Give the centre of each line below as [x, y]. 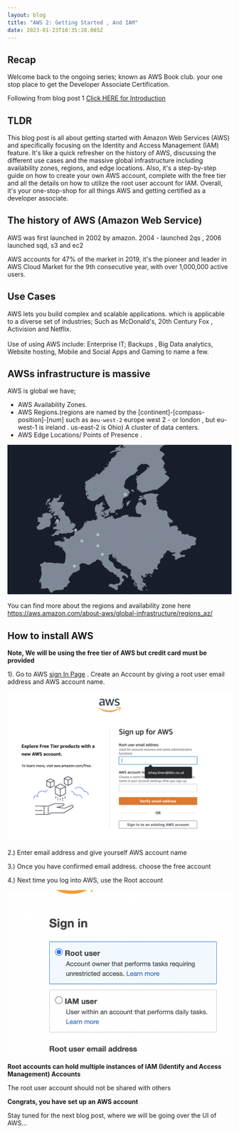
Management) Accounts [44, 1074]
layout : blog [27, 15]
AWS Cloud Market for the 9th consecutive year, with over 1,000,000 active [118, 266]
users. [17, 274]
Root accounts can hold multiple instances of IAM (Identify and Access [115, 1067]
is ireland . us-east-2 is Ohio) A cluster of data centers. [119, 428]
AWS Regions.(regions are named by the [77, 412]
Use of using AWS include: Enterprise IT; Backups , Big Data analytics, [110, 344]
